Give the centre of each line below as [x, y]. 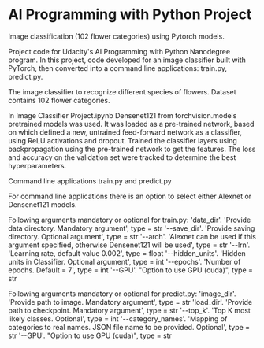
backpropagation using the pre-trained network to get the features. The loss [132, 149]
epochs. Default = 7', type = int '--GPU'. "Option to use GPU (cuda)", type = [131, 270]
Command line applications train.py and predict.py [90, 181]
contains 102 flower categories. [59, 100]
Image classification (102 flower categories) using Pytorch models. [116, 36]
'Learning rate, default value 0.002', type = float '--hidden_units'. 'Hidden [127, 253]
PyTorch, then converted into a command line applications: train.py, [117, 68]
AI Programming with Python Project [130, 15]
